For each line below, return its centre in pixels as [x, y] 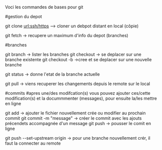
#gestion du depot [24, 16]
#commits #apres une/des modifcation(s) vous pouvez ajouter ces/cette [78, 93]
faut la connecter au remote [33, 143]
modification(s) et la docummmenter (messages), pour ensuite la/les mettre [81, 98]
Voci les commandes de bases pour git [44, 7]
